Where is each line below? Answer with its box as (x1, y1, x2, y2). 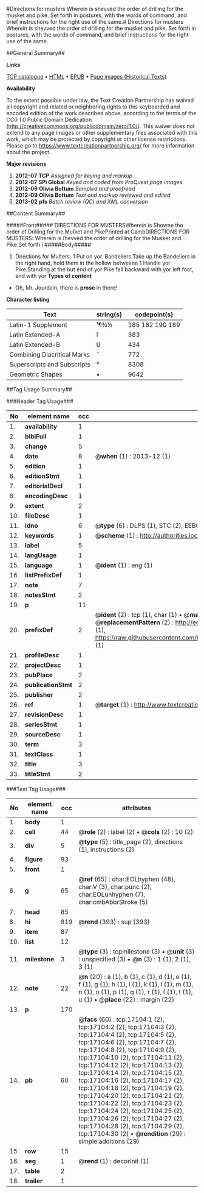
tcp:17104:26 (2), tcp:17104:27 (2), (78, 1114, 184, 1122)
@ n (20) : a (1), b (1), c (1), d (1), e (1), (78, 972, 192, 981)
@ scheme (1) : (95, 532, 138, 540)
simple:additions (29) (78, 1137, 140, 1145)
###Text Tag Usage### (6, 786, 66, 792)
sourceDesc (25, 730, 61, 738)
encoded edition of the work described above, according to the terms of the (6, 110, 197, 116)
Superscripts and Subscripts (9, 360, 91, 368)
